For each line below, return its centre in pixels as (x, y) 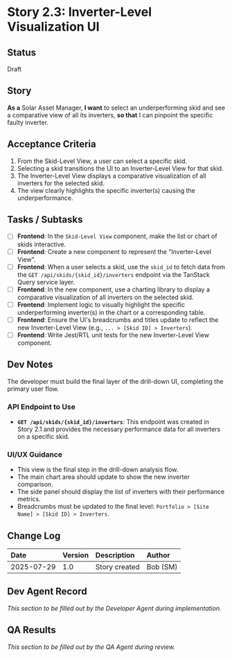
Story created (117, 567)
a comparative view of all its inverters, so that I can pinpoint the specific (110, 115)
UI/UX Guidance (35, 454)
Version (75, 555)
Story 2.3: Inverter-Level (80, 12)
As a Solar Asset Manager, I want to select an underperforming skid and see (116, 108)
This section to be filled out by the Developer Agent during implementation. (114, 608)
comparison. (35, 484)
